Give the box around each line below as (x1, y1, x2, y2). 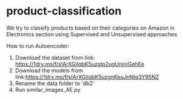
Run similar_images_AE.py (15, 86, 81, 93)
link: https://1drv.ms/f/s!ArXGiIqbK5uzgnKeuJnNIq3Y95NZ (15, 73, 159, 80)
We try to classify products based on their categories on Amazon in (6, 24, 175, 31)
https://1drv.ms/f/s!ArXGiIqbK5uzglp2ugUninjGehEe (15, 60, 144, 68)
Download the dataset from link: (15, 54, 95, 61)
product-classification (6, 4, 122, 18)
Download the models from (15, 66, 84, 74)
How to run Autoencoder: (6, 42, 70, 49)
